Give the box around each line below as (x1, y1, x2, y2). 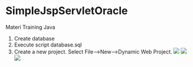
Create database (14, 35, 55, 42)
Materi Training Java (5, 24, 55, 31)
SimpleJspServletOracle (5, 4, 128, 18)
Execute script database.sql (14, 41, 82, 48)
